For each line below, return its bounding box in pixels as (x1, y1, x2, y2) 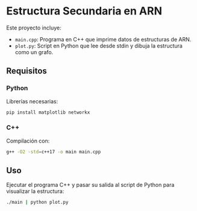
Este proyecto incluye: (6, 24, 61, 31)
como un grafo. (14, 48, 54, 55)
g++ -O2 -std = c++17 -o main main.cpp (6, 148, 101, 154)
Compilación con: (6, 137, 50, 144)
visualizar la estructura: (6, 188, 64, 195)
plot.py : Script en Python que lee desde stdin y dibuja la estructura (14, 42, 183, 49)
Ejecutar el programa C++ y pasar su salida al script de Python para (6, 182, 175, 189)
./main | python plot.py (6, 200, 69, 206)
